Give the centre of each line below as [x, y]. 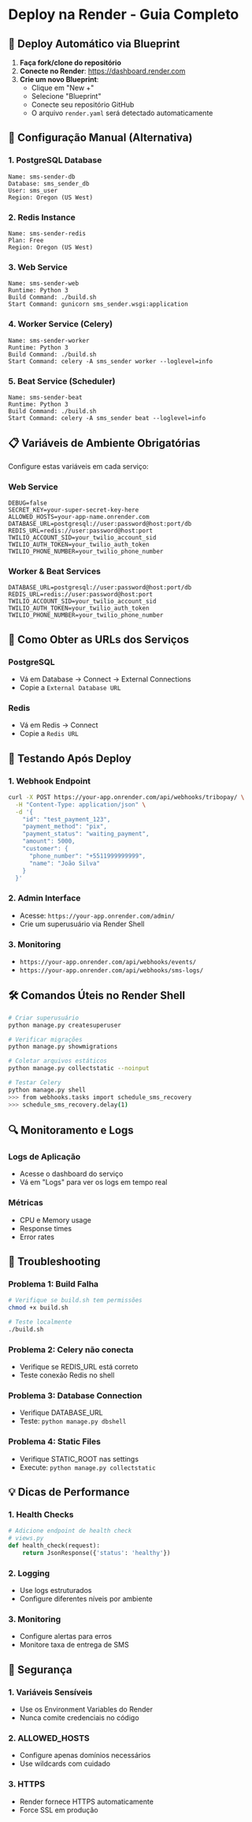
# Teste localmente [40, 1322]
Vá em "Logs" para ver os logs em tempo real [93, 1182]
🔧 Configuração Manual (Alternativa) [100, 138]
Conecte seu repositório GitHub [83, 105]
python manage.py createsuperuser [65, 1025]
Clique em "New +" [63, 88]
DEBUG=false [28, 503]
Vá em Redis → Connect [59, 725]
